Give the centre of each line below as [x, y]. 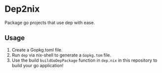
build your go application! [37, 65]
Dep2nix [22, 9]
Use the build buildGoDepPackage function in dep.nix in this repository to [84, 60]
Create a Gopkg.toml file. [37, 49]
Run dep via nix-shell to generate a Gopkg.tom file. [61, 55]
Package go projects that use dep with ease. [50, 23]
